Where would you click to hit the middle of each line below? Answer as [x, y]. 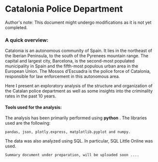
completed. [16, 27]
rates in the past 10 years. [31, 96]
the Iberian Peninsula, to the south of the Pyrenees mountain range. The [77, 56]
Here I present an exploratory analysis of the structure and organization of [79, 86]
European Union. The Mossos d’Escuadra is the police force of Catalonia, [78, 71]
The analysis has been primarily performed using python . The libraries [76, 118]
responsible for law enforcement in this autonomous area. [62, 77]
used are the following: [28, 123]
